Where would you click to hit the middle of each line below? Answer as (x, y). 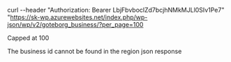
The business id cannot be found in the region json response (95, 51)
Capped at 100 (28, 38)
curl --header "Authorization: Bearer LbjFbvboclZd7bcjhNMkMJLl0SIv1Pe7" (116, 10)
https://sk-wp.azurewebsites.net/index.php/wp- (79, 17)
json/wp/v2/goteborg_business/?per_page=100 (75, 24)
